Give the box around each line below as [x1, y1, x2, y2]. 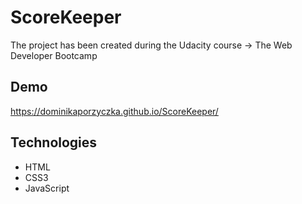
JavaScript [24, 182, 70, 194]
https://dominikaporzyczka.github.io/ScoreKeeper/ [10, 105, 219, 117]
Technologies [10, 134, 98, 151]
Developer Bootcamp [10, 49, 98, 61]
